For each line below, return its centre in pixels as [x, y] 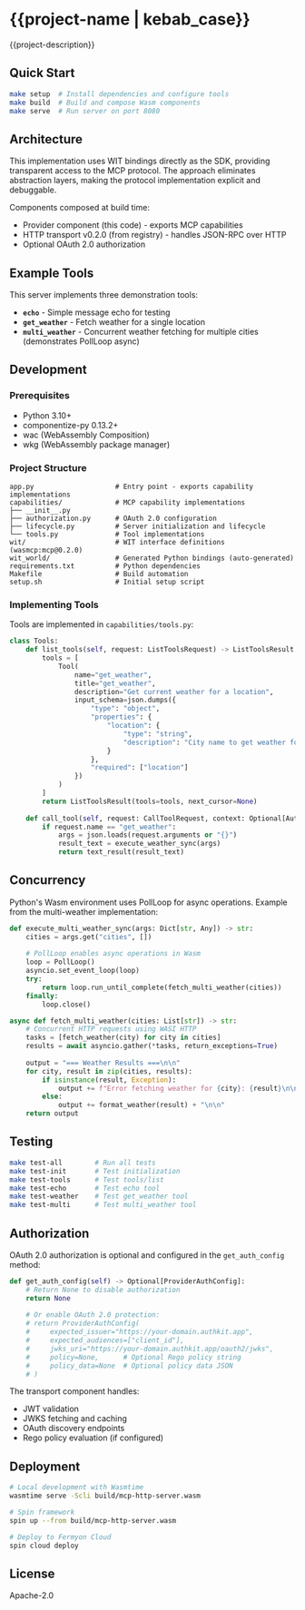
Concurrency [48, 880]
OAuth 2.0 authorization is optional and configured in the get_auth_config [147, 1255]
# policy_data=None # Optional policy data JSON [129, 1366]
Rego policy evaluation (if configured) [93, 1438]
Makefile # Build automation [99, 574]
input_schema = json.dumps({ [125, 700]
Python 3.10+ [47, 415]
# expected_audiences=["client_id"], [105, 1340]
